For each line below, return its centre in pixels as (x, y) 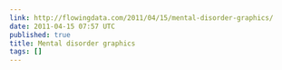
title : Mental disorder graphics (73, 43)
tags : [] (26, 52)
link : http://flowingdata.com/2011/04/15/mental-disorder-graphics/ (141, 18)
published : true (40, 35)
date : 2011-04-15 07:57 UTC (63, 26)
